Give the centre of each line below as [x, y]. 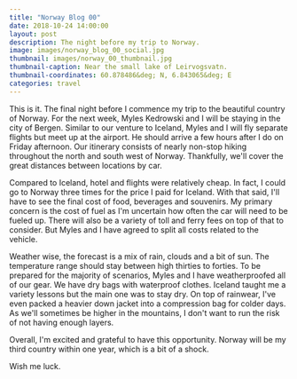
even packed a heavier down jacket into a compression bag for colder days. [148, 304]
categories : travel [45, 83]
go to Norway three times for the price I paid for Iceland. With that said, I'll [145, 192]
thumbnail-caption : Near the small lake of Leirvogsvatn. [118, 67]
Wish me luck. [35, 366]
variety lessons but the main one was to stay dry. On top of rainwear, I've [143, 294]
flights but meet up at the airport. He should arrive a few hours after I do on [146, 137]
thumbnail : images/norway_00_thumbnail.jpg [91, 59]
